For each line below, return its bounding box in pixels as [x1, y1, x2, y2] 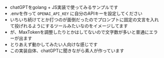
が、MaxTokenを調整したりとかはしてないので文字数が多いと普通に [9, 29, 149, 35]
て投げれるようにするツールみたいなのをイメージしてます [9, 23, 128, 29]
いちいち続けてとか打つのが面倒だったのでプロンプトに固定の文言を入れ [9, 17, 159, 22]
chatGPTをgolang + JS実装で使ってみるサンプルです [9, 4, 118, 10]
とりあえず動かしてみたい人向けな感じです [9, 42, 98, 47]
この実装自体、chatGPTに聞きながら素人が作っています [9, 48, 124, 54]
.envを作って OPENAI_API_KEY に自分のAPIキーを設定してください [9, 10, 142, 16]
